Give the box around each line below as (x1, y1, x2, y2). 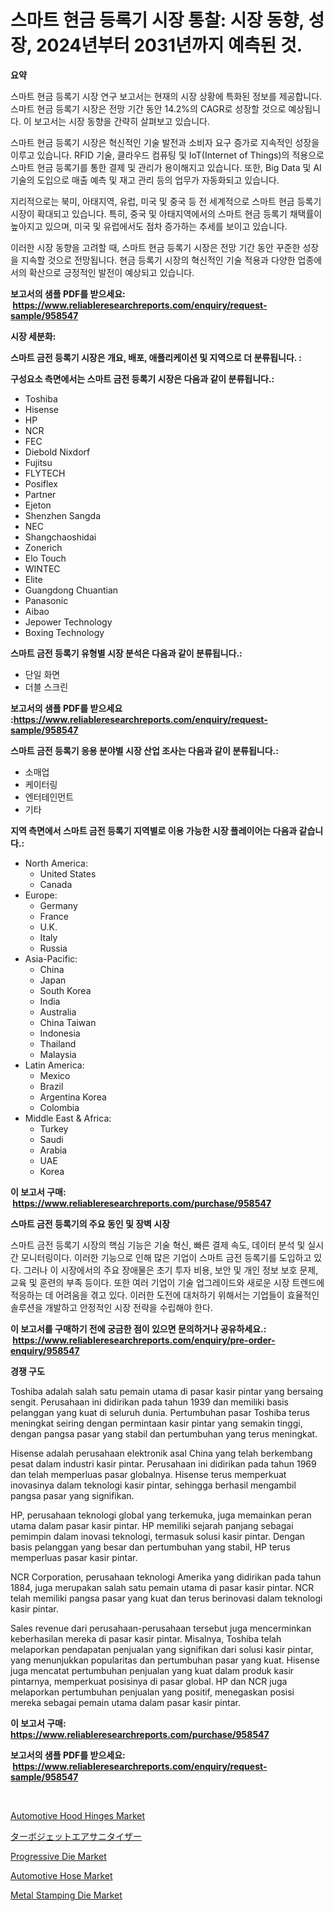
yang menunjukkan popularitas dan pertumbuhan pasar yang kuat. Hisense (10, 1654, 320, 1666)
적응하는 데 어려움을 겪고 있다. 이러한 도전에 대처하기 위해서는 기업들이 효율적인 (10, 1289, 320, 1301)
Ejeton (24, 499, 52, 511)
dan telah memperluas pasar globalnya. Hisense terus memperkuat (10, 1468, 287, 1480)
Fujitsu (24, 456, 53, 468)
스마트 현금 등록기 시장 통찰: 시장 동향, (10, 9, 305, 32)
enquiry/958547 (10, 1344, 80, 1356)
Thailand (39, 1037, 77, 1050)
